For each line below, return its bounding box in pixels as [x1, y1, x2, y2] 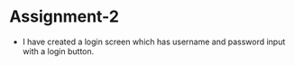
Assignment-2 [9, 6, 120, 27]
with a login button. [22, 45, 95, 56]
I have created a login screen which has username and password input [22, 36, 286, 47]
